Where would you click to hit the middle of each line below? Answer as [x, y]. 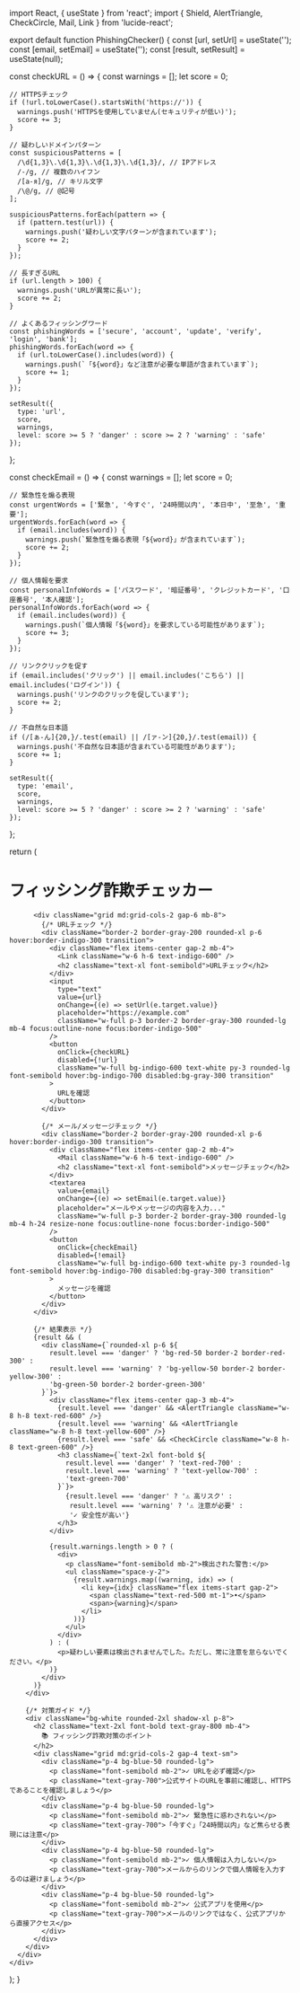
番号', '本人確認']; [50, 600]
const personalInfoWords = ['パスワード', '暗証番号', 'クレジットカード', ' [146, 590]
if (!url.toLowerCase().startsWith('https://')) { [106, 102]
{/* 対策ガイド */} [58, 1710]
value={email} [83, 1191]
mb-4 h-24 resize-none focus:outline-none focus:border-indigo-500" [140, 1224]
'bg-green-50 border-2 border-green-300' [127, 1384]
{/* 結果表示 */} [62, 1329]
